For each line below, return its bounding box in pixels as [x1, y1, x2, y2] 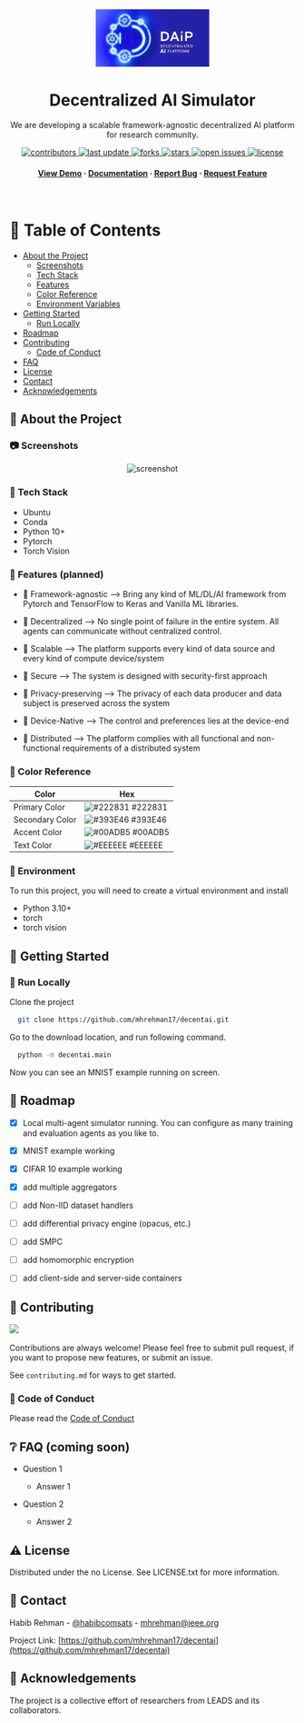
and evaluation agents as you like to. [22, 1127, 160, 1139]
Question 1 [22, 1463, 63, 1475]
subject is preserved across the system [22, 697, 171, 708]
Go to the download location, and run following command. [9, 1031, 227, 1043]
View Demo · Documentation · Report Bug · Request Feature [37, 168, 268, 179]
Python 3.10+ [22, 903, 73, 914]
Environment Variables [35, 298, 121, 309]
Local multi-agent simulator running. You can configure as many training [22, 1117, 293, 1128]
